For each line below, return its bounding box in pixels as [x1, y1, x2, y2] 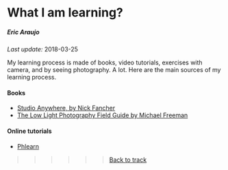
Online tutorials [7, 127, 53, 135]
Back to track [109, 156, 147, 164]
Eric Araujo [7, 27, 40, 36]
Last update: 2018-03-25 [7, 45, 79, 53]
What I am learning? [7, 5, 123, 21]
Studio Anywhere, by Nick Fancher [16, 104, 116, 112]
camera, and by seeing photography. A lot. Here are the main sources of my [7, 66, 221, 74]
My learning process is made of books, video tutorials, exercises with [7, 58, 203, 66]
